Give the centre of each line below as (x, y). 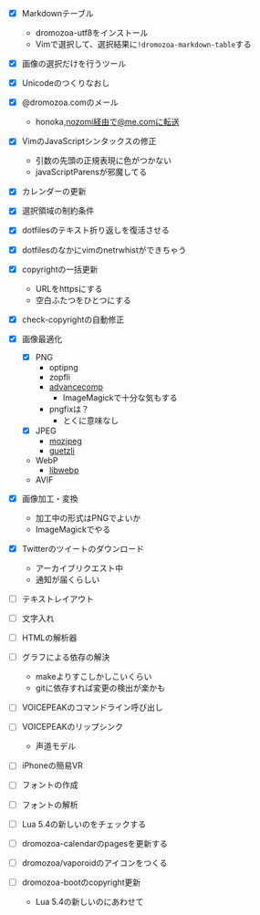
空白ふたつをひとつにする (83, 300)
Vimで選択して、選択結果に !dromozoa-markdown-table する (143, 45)
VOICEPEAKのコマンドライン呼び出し (92, 707)
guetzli (62, 451)
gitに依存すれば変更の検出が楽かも (100, 688)
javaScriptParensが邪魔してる (91, 172)
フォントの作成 (50, 785)
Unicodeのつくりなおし (66, 83)
